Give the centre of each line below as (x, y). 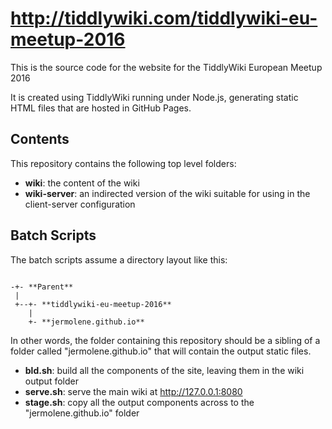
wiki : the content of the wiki (82, 183)
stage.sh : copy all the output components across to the (139, 402)
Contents (40, 139)
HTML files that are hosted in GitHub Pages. (101, 108)
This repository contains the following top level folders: (123, 163)
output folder (51, 381)
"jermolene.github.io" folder (82, 413)
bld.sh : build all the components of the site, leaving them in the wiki (164, 370)
